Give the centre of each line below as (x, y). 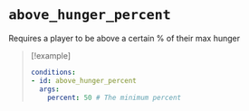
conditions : (53, 72)
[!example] (51, 55)
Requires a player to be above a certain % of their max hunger (124, 38)
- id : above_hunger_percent (83, 80)
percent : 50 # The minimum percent (115, 97)
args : (49, 89)
